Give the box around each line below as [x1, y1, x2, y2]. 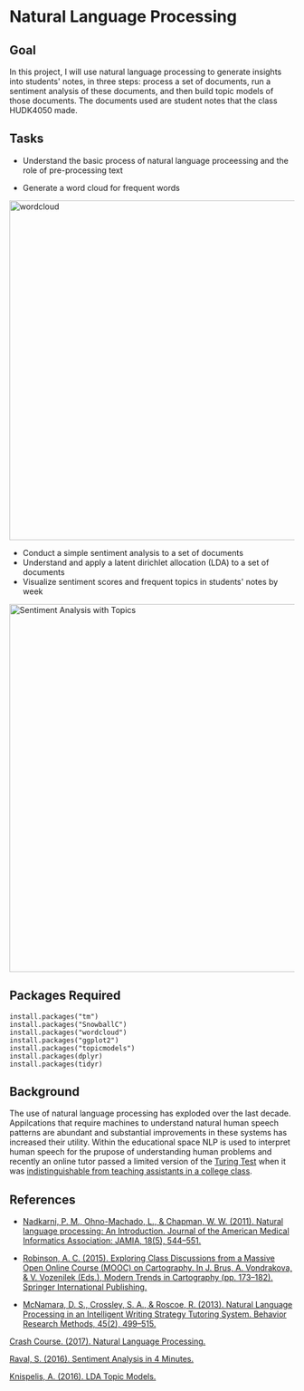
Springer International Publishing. [22, 1281, 147, 1292]
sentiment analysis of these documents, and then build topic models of [9, 86, 274, 96]
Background [9, 1084, 80, 1099]
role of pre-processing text [22, 165, 124, 176]
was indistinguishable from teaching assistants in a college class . [9, 1166, 253, 1176]
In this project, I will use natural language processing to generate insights [9, 66, 282, 77]
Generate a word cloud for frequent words [22, 182, 181, 193]
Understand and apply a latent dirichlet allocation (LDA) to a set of [22, 557, 270, 568]
